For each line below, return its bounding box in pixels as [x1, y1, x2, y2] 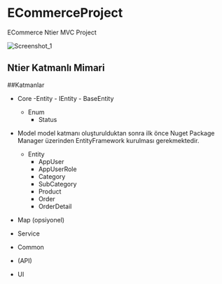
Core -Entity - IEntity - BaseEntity [17, 94, 114, 102]
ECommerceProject [7, 5, 123, 21]
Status [38, 115, 57, 123]
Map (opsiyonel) [17, 215, 65, 224]
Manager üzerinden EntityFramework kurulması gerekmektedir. [17, 136, 200, 144]
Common [17, 243, 44, 251]
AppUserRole [38, 165, 77, 173]
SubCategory [38, 180, 77, 188]
